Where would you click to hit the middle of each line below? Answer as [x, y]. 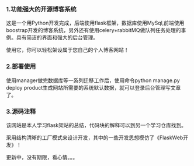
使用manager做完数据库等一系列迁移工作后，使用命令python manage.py [93, 80]
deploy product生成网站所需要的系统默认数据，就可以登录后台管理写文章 [93, 87]
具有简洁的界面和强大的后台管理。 [57, 38]
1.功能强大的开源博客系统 [41, 9]
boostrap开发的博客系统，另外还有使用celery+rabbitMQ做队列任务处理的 [93, 30]
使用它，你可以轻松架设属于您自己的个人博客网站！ [67, 50]
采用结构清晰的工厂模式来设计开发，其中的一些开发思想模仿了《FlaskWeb [95, 137]
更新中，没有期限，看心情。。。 [42, 157]
